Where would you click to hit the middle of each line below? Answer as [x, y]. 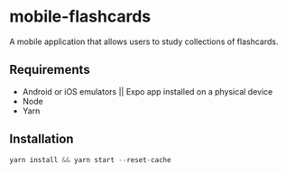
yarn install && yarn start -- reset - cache [90, 159]
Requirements [50, 70]
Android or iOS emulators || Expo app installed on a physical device [148, 91]
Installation [42, 139]
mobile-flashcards [80, 17]
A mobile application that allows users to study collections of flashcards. [144, 41]
